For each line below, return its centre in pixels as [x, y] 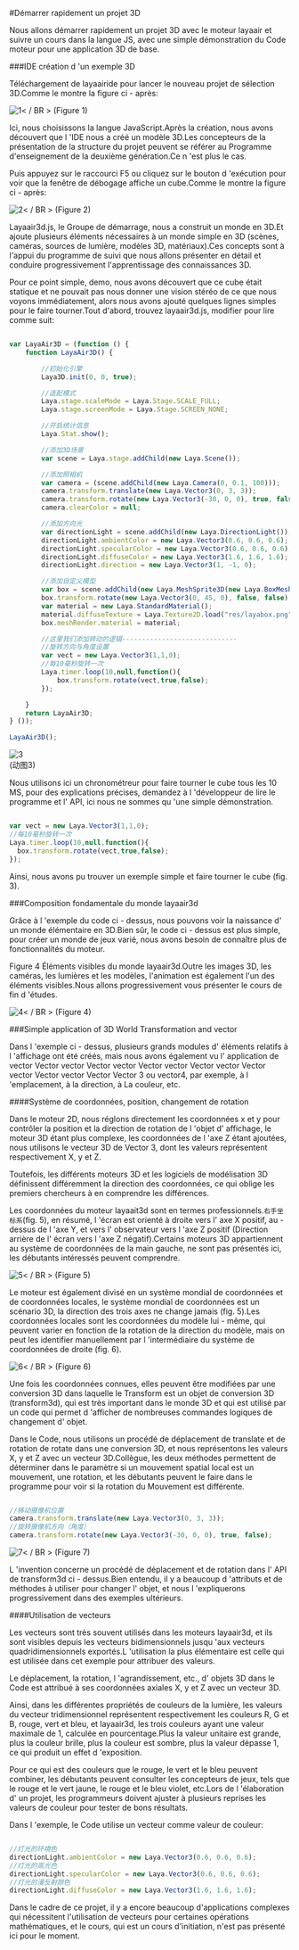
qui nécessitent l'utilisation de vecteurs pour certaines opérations [129, 1917]
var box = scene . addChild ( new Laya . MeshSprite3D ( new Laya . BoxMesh [167, 590]
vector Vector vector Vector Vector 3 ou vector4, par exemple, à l [129, 1075]
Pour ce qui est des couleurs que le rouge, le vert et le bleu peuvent [133, 1769]
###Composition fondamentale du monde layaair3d [104, 903]
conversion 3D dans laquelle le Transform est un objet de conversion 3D [142, 1393]
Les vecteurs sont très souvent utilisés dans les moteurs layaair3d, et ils [141, 1632]
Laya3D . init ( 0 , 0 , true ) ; [89, 377]
